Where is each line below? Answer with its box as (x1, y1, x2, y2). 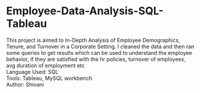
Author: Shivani (6, 80, 44, 88)
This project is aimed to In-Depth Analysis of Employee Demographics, (6, 36, 180, 44)
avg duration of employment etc (6, 61, 85, 69)
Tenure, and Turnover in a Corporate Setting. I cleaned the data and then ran (6, 43, 195, 50)
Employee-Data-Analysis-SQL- (6, 4, 164, 18)
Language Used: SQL (6, 68, 59, 75)
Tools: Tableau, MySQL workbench (6, 75, 93, 82)
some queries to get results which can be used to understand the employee (6, 49, 192, 56)
